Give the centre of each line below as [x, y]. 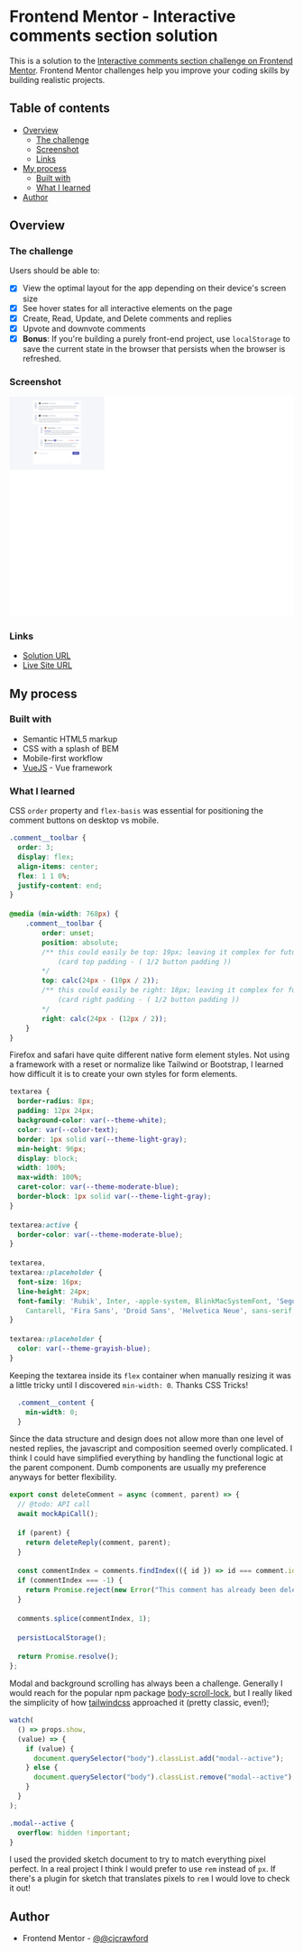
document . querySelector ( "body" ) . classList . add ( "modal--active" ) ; [158, 1758]
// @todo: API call [54, 1505]
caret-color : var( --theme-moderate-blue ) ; [98, 1187]
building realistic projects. [57, 79]
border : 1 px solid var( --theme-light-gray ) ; [102, 1139]
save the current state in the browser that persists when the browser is [154, 348]
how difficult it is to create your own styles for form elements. [124, 1074]
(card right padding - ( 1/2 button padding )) [149, 1000]
